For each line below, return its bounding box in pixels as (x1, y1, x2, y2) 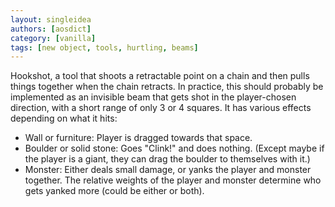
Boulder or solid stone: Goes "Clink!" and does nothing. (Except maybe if (24, 142, 325, 155)
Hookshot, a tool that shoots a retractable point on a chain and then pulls (10, 70, 310, 82)
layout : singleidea (10, 14, 92, 25)
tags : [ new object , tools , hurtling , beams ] (10, 42, 199, 53)
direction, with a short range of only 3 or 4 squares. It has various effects (10, 102, 312, 114)
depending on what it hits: (10, 112, 118, 125)
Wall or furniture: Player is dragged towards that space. (24, 132, 253, 144)
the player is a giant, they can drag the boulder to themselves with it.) (24, 153, 311, 165)
